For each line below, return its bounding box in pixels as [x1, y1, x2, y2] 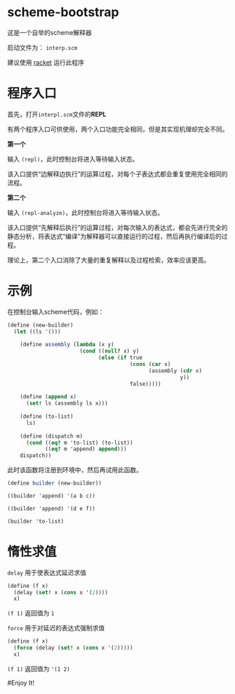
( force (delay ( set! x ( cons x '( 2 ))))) [13, 644, 133, 652]
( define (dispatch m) [20, 433, 83, 440]
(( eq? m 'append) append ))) [44, 445, 128, 453]
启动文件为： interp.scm [7, 43, 78, 51]
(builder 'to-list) [7, 518, 65, 525]
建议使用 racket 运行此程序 [7, 58, 85, 67]
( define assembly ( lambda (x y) [20, 341, 114, 348]
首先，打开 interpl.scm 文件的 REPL [7, 110, 107, 118]
